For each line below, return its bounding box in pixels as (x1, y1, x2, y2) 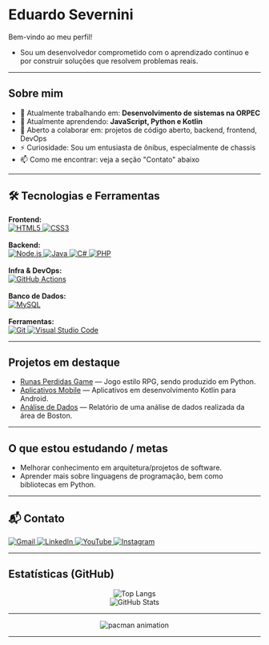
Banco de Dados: (8, 290, 66, 301)
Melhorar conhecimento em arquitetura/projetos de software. (19, 463, 223, 473)
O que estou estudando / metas (8, 442, 168, 455)
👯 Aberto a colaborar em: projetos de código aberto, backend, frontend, (19, 125, 258, 134)
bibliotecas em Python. (19, 480, 96, 490)
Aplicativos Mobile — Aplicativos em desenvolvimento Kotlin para (19, 386, 236, 395)
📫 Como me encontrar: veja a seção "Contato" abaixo (19, 154, 200, 164)
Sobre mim (8, 86, 64, 101)
